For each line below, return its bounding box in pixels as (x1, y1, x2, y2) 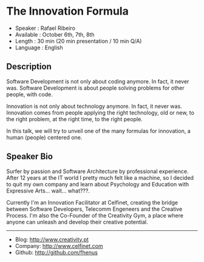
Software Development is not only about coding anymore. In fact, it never (6, 77, 189, 85)
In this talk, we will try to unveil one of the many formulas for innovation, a (6, 127, 191, 135)
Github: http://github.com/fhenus (15, 249, 98, 256)
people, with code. (6, 90, 53, 98)
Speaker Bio (6, 151, 53, 162)
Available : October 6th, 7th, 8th (15, 30, 95, 38)
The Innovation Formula (6, 4, 129, 18)
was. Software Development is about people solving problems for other (6, 84, 185, 91)
